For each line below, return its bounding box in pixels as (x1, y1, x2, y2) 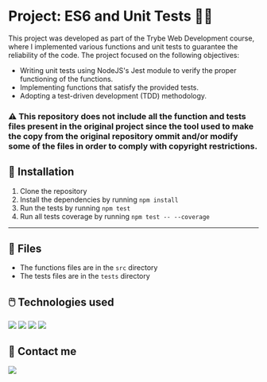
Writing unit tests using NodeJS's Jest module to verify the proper (19, 65, 237, 75)
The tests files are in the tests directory (19, 272, 151, 281)
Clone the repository (19, 186, 87, 195)
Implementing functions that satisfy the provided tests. (19, 83, 199, 92)
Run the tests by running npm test (19, 203, 131, 213)
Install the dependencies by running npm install (19, 195, 179, 204)
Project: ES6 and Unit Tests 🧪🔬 (8, 7, 213, 25)
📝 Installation (8, 165, 75, 179)
